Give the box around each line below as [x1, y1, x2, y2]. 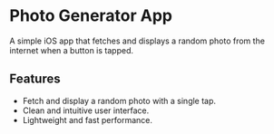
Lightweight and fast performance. [22, 114, 152, 125]
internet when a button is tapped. [9, 44, 134, 55]
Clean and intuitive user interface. [22, 105, 150, 116]
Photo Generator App [9, 5, 172, 26]
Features [9, 72, 61, 87]
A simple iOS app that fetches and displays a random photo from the [9, 35, 266, 46]
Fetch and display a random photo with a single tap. [22, 95, 216, 106]
